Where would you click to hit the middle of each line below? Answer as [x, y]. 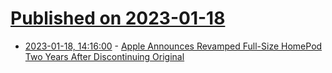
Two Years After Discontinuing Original [104, 56]
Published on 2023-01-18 [118, 18]
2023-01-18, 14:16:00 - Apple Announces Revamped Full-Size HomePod [173, 46]
